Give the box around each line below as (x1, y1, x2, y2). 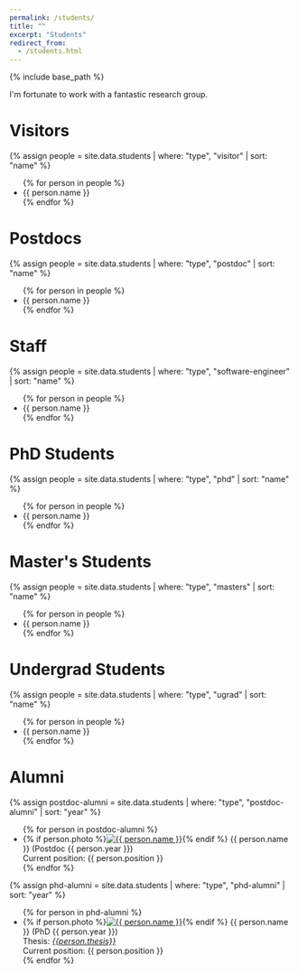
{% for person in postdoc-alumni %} (22, 823, 158, 835)
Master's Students (9, 551, 152, 572)
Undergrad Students (9, 660, 165, 680)
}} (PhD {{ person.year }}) (22, 926, 119, 937)
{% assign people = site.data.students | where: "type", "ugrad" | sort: (9, 689, 267, 700)
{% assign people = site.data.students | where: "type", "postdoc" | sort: (9, 258, 275, 269)
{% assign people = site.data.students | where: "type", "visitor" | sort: (9, 151, 268, 162)
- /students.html (17, 47, 83, 56)
